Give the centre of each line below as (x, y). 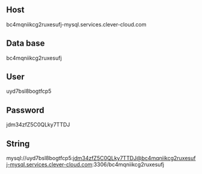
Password (25, 110)
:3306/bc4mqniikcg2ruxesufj (128, 164)
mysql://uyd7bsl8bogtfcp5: (40, 158)
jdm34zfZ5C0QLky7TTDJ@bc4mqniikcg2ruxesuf (134, 158)
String (18, 144)
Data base (26, 44)
